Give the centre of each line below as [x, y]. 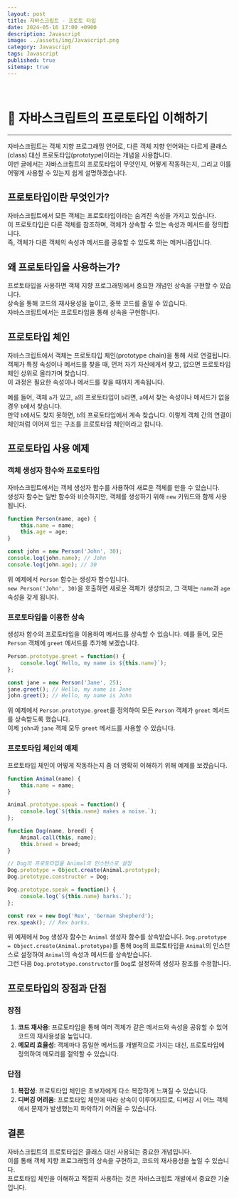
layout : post [27, 14]
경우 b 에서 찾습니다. [35, 406]
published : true [31, 61]
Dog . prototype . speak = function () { [62, 890]
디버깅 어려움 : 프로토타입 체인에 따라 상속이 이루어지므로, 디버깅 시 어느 [116, 1100]
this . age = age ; [44, 532]
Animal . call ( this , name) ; [59, 838]
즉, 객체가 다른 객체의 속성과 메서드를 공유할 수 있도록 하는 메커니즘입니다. [110, 242]
